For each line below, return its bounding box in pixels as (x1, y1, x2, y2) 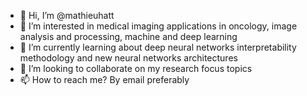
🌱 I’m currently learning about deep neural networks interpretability (19, 41, 297, 53)
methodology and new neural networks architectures (19, 52, 238, 64)
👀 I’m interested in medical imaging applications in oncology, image (19, 20, 298, 32)
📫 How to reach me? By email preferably (19, 74, 190, 85)
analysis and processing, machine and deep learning (19, 31, 238, 42)
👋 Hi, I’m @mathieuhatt (19, 10, 115, 21)
